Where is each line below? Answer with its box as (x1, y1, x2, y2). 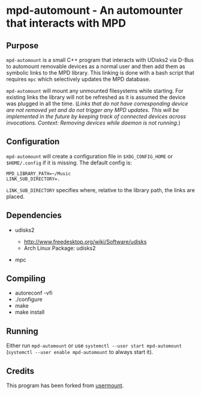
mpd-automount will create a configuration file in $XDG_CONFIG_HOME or (6, 152, 173, 160)
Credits (6, 365, 35, 376)
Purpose (6, 40, 39, 51)
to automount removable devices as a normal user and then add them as (6, 63, 185, 70)
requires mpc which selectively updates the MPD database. (6, 76, 151, 82)
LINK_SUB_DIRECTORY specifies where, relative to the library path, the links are (6, 186, 195, 193)
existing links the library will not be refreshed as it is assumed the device (6, 94, 186, 101)
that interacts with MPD (6, 16, 126, 30)
